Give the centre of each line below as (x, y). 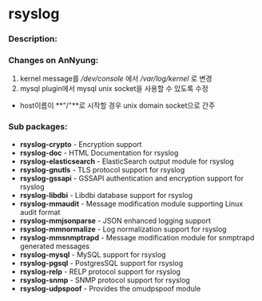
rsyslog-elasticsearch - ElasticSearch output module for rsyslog (127, 161)
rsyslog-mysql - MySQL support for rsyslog (93, 254)
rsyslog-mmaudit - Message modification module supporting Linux (131, 204)
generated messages (55, 246)
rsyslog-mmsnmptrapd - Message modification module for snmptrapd (137, 237)
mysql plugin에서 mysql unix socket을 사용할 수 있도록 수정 (114, 89)
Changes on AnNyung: (54, 61)
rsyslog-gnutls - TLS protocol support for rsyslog (102, 169)
